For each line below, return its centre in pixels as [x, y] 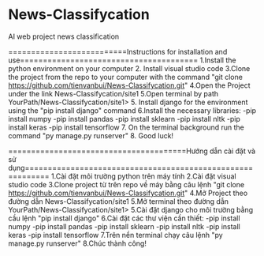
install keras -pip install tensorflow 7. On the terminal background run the [126, 127]
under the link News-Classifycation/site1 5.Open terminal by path [113, 93]
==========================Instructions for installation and [118, 51]
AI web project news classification [64, 36]
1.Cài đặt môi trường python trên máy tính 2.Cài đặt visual [143, 176]
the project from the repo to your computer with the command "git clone [125, 77]
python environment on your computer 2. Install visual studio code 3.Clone [129, 68]
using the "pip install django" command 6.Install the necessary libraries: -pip [132, 110]
